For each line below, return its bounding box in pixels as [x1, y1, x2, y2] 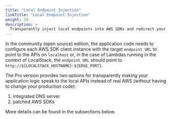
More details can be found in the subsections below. [5, 109, 116, 115]
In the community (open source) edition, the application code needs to [5, 41, 154, 47]
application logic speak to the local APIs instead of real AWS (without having [5, 78, 166, 84]
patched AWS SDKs [12, 98, 55, 105]
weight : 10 [5, 17, 29, 22]
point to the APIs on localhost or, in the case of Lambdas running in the [5, 52, 157, 58]
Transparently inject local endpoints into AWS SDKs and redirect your [10, 27, 166, 32]
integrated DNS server [12, 93, 60, 100]
